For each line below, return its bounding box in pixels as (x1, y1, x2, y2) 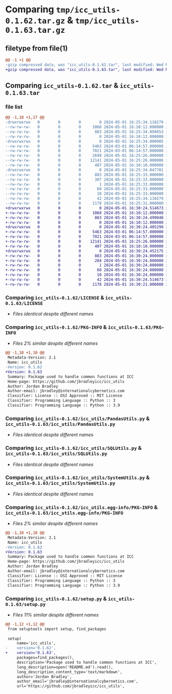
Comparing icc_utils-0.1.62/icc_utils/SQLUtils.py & (5, 445, 142, 452)
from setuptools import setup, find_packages (7, 626, 106, 631)
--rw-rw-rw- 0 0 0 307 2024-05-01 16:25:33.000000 (5, 177, 164, 182)
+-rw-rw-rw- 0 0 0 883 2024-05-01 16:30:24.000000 (5, 253, 164, 259)
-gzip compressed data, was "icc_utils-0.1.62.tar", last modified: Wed (5, 62, 164, 67)
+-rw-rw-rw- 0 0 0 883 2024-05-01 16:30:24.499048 (5, 215, 164, 220)
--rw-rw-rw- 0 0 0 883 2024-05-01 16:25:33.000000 (5, 172, 164, 177)
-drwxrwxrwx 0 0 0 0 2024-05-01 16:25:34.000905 (5, 138, 164, 144)
